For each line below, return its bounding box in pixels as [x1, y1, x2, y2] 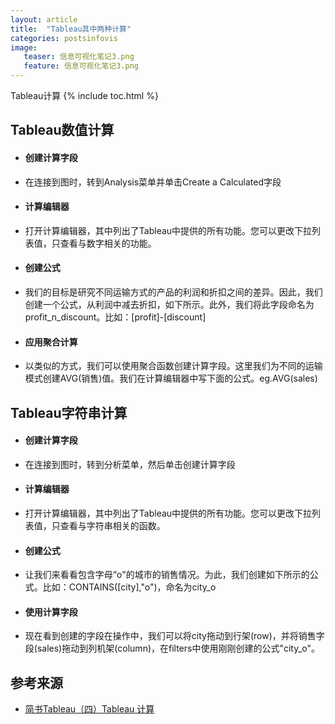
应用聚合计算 [24, 336, 78, 348]
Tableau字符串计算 [10, 404, 128, 421]
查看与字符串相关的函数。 [59, 520, 166, 531]
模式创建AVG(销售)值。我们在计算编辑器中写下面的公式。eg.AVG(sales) [24, 372, 318, 385]
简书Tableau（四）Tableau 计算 [24, 703, 155, 715]
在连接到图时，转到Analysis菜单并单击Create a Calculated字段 [24, 176, 282, 188]
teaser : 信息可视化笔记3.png [23, 52, 135, 62]
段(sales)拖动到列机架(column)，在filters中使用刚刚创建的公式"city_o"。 [24, 642, 321, 655]
